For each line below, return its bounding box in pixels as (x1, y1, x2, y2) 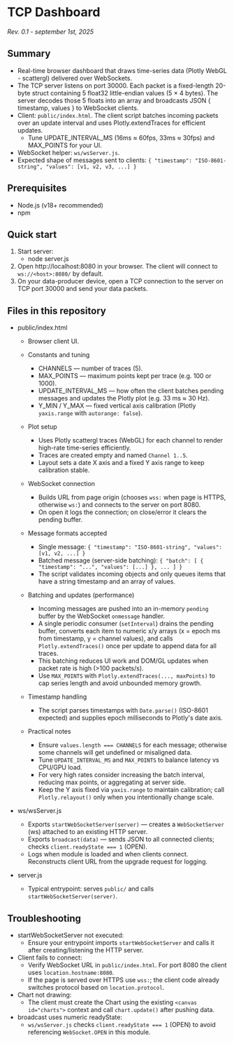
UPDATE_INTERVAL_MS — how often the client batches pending (38, 386, 224, 395)
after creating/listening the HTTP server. (27, 946, 144, 954)
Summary (7, 48, 51, 60)
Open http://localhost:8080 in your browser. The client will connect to (17, 262, 218, 271)
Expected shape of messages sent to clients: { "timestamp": (17, 156, 192, 164)
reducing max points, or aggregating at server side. (38, 778, 187, 786)
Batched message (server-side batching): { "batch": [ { (38, 556, 204, 565)
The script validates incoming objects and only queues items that (38, 570, 226, 579)
